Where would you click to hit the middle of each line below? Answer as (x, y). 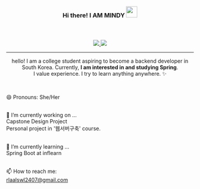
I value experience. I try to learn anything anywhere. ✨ (100, 74)
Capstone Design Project (37, 122)
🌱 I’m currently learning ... (38, 147)
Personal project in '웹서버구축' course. (54, 129)
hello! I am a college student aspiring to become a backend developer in (100, 61)
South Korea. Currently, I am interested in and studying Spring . (100, 67)
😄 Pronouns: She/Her (33, 97)
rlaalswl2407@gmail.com (37, 180)
